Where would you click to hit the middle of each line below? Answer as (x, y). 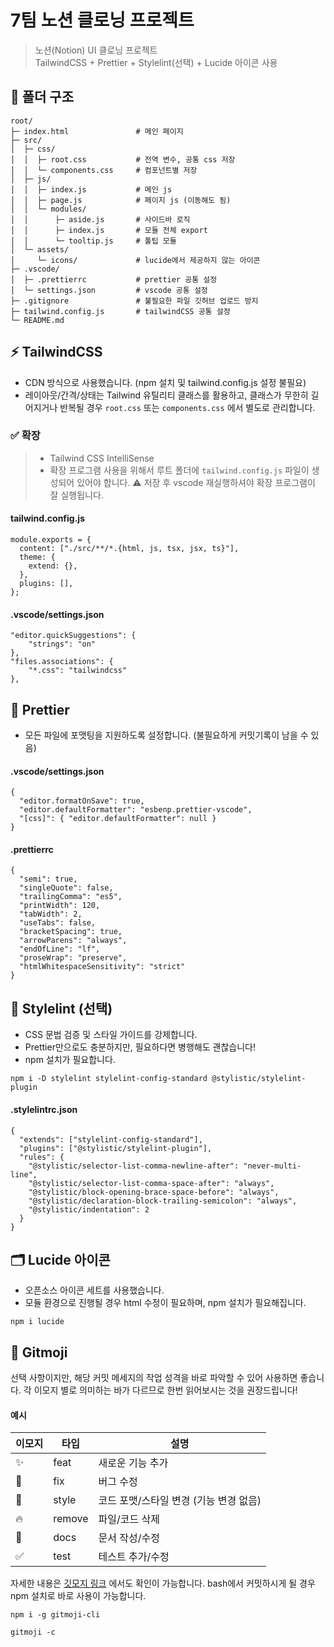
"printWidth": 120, (60, 906)
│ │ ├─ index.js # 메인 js (91, 189)
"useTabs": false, (58, 923)
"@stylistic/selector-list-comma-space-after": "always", (151, 1183)
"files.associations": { (62, 662)
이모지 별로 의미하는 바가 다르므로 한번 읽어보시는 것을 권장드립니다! (165, 1390)
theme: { (37, 557)
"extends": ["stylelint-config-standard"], (111, 1139)
